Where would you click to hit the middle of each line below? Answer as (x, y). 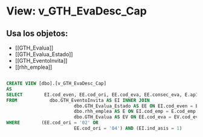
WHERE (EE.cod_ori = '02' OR (52, 123)
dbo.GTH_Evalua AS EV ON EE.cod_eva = (122, 117)
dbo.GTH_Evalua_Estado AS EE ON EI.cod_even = (133, 106)
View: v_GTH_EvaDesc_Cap (76, 11)
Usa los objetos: (37, 33)
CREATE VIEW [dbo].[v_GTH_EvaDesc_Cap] (56, 83)
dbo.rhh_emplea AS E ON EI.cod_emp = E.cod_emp (135, 112)
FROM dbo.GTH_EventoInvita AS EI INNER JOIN (78, 100)
